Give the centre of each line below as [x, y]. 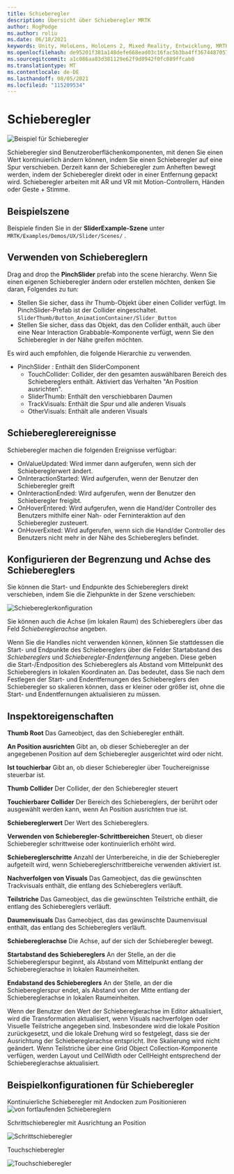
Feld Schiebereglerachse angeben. [57, 629]
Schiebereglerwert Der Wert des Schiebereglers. [78, 823]
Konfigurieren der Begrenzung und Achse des [109, 560]
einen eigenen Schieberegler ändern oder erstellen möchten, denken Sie [111, 281]
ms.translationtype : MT [42, 66]
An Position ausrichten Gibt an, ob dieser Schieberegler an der [98, 746]
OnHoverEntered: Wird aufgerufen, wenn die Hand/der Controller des [117, 508]
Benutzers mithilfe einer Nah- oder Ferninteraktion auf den [101, 515]
